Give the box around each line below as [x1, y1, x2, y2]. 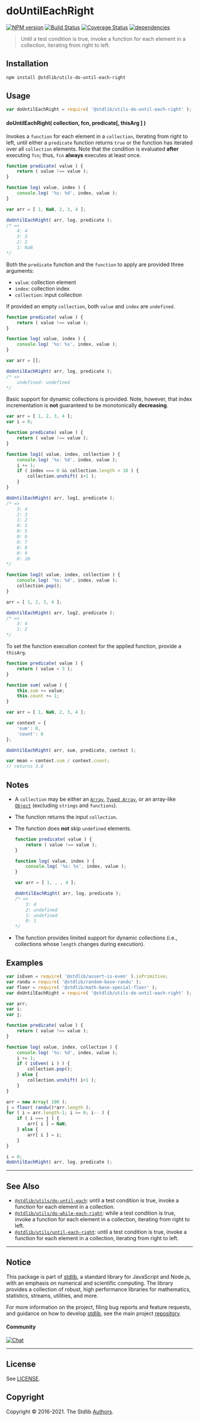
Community [6, 1323, 36, 1330]
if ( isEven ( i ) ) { [17, 1061, 70, 1066]
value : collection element [14, 279, 76, 286]
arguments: [6, 267, 34, 274]
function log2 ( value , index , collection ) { [6, 572, 120, 578]
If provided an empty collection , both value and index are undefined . [6, 302, 175, 309]
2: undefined [25, 907, 58, 913]
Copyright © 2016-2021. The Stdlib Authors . [6, 1408, 114, 1415]
